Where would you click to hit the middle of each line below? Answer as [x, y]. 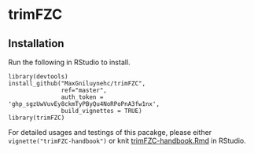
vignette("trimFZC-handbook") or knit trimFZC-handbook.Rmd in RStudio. [127, 140]
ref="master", [84, 90]
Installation [36, 44]
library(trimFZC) [37, 118]
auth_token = [82, 97]
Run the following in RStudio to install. [70, 62]
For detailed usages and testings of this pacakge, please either [110, 132]
